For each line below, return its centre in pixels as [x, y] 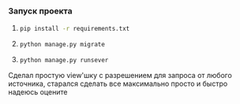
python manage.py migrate [62, 45]
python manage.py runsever [64, 61]
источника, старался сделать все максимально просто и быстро [118, 84]
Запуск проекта [40, 11]
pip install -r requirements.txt [75, 29]
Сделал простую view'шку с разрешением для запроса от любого [120, 75]
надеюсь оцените [38, 91]
